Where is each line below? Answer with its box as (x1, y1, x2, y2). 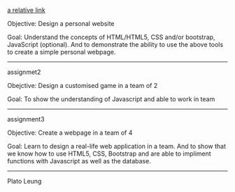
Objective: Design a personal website (7, 20, 115, 27)
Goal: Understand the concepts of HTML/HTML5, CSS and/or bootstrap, (7, 33, 215, 41)
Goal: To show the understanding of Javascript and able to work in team (7, 95, 215, 103)
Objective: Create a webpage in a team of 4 (7, 128, 133, 137)
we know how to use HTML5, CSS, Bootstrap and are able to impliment (7, 149, 211, 158)
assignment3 (7, 115, 45, 123)
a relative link (7, 6, 45, 14)
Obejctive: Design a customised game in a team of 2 (7, 82, 158, 89)
